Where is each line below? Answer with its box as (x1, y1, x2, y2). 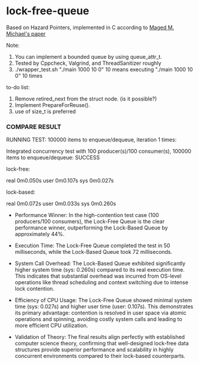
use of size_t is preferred (14, 108, 76, 115)
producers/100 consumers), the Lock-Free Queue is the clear (14, 218, 165, 225)
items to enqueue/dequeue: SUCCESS (6, 154, 100, 161)
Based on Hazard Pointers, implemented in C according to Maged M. (6, 24, 174, 31)
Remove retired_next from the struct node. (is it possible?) (14, 95, 157, 102)
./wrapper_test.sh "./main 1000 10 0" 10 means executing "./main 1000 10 (14, 65, 193, 73)
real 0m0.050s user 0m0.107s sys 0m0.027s (6, 177, 114, 184)
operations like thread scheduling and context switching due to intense (14, 279, 189, 286)
